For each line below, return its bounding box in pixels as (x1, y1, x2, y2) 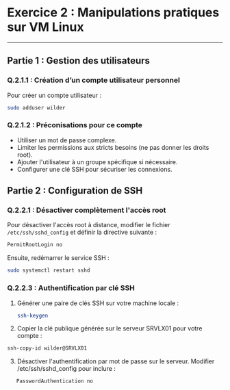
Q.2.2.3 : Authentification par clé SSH (7, 283, 136, 293)
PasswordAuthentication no (16, 378, 94, 385)
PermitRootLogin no (7, 242, 63, 248)
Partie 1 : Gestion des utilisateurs (7, 55, 151, 66)
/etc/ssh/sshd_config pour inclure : (16, 365, 116, 373)
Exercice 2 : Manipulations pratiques (7, 5, 220, 21)
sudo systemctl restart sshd (7, 267, 90, 274)
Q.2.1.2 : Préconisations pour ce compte (7, 120, 142, 130)
